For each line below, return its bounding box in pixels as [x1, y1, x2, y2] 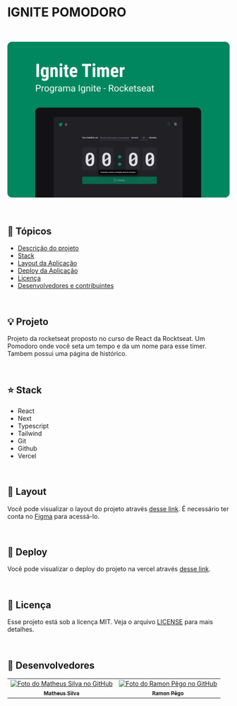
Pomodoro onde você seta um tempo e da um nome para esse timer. [7, 342, 207, 350]
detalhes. [7, 626, 35, 634]
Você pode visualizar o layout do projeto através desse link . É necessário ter [7, 504, 229, 513]
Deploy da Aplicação [17, 266, 78, 275]
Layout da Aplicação [17, 259, 78, 268]
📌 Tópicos [7, 225, 51, 237]
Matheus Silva [43, 690, 80, 697]
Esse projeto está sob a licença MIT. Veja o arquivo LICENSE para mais [7, 618, 214, 626]
